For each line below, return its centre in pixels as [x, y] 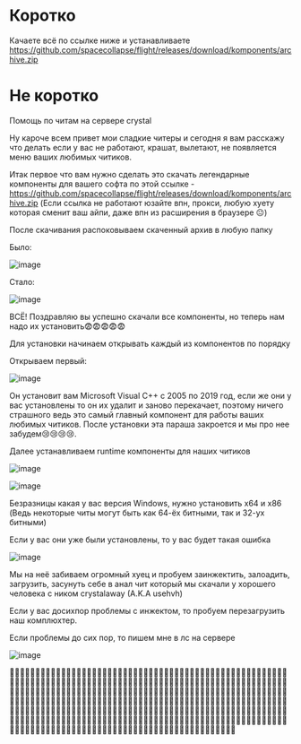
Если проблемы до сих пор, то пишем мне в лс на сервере [122, 637]
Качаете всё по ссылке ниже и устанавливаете [100, 40]
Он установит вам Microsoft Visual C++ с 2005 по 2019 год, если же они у [150, 395]
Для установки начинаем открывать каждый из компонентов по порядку [150, 343]
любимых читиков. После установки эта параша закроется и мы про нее [150, 424]
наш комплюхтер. [43, 620]
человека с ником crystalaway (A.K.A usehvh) [96, 593]
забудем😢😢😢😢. [43, 433]
